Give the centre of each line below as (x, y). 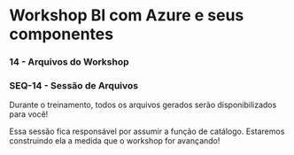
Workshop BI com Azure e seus (127, 15)
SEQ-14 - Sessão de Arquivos (74, 86)
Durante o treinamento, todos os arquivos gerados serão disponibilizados (143, 105)
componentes (61, 34)
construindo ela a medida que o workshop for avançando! (115, 141)
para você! (29, 114)
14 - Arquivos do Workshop (70, 62)
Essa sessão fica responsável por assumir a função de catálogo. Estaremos (147, 132)
